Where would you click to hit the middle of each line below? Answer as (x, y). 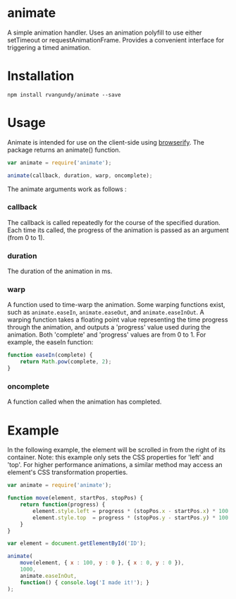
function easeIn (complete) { (50, 355)
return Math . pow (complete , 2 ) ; (66, 362)
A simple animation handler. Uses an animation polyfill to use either (105, 32)
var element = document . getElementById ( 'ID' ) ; (77, 544)
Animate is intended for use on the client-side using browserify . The (106, 142)
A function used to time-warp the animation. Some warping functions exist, (116, 305)
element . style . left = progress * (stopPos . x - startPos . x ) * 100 (131, 511)
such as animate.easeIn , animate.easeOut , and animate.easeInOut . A (106, 313)
